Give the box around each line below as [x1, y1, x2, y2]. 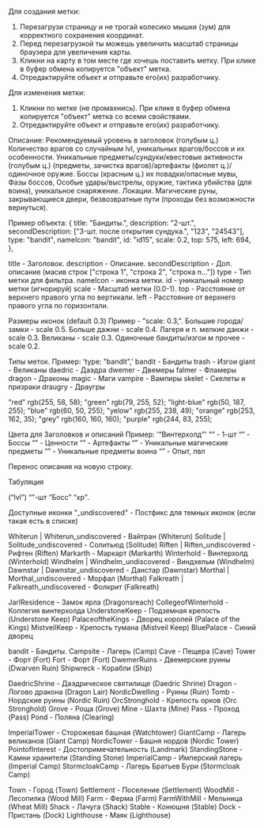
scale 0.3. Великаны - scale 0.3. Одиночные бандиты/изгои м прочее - [8, 333, 245, 342]
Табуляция [8, 477, 44, 486]
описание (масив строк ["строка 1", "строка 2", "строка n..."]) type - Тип [8, 267, 251, 277]
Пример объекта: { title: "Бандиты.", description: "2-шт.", [8, 218, 196, 227]
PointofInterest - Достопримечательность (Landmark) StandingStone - [8, 745, 243, 754]
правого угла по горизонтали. [8, 301, 109, 310]
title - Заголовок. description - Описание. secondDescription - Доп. [8, 259, 232, 268]
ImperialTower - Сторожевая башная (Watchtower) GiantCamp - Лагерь [8, 728, 247, 737]
